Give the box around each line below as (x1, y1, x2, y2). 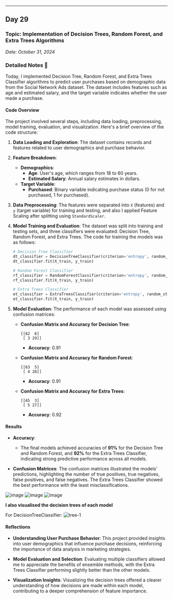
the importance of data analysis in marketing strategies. (12, 546, 131, 552)
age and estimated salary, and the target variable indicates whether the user (5, 90, 167, 96)
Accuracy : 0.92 (28, 412, 62, 418)
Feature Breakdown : (12, 155, 57, 161)
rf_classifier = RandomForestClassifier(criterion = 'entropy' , (12, 273, 149, 278)
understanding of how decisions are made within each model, (12, 583, 144, 589)
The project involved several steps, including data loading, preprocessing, (5, 118, 162, 125)
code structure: (5, 129, 38, 135)
